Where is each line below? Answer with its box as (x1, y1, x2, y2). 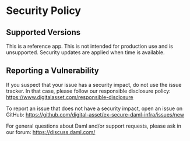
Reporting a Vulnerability (6, 66, 99, 76)
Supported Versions (6, 27, 80, 37)
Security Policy (6, 4, 82, 17)
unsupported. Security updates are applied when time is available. (6, 49, 165, 56)
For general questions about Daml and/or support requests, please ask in (6, 122, 182, 129)
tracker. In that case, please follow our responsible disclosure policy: (6, 87, 171, 94)
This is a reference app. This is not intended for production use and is (6, 43, 173, 50)
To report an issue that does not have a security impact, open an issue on (6, 105, 183, 112)
